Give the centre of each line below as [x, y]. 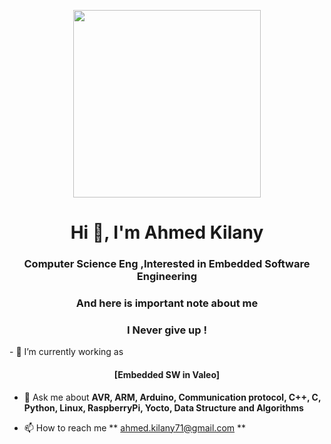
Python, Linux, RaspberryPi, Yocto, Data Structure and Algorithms [163, 407]
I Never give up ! [167, 330]
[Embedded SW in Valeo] [167, 374]
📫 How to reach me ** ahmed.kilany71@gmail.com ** [135, 427]
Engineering [167, 277]
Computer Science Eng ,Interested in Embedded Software [167, 264]
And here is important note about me [167, 303]
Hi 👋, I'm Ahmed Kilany [167, 232]
